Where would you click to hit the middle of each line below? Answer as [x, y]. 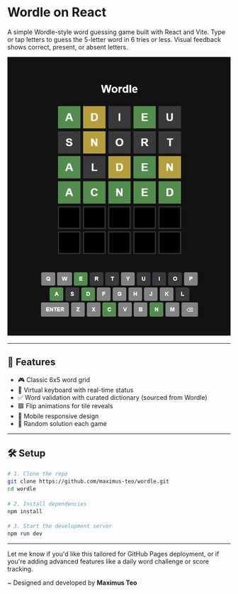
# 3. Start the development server [60, 526]
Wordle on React [57, 12]
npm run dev [25, 534]
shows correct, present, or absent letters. [68, 47]
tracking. [20, 569]
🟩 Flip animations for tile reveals [65, 405]
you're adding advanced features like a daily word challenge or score [108, 561]
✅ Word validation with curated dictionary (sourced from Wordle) [112, 397]
